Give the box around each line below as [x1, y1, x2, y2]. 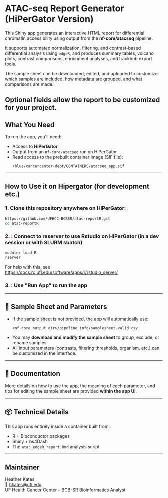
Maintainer [5, 463, 40, 471]
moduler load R [5, 250, 37, 255]
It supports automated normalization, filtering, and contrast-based [5, 45, 141, 51]
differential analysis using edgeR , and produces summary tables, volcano [5, 50, 154, 56]
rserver [5, 255, 21, 260]
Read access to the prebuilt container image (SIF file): [12, 154, 123, 160]
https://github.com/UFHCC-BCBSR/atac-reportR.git [5, 216, 111, 221]
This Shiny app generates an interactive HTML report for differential [5, 30, 145, 36]
